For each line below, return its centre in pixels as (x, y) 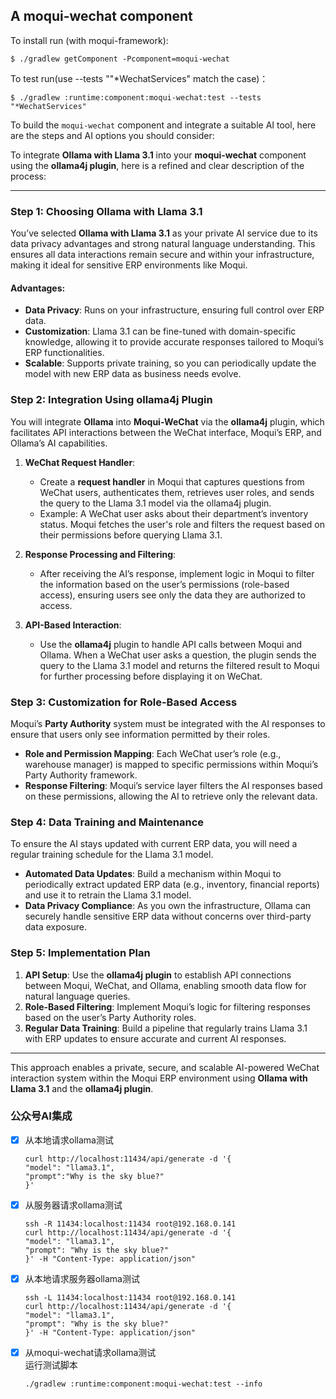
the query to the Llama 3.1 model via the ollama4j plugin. (155, 503)
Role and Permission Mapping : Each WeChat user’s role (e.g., (153, 753)
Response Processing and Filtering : (100, 554)
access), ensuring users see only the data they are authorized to (172, 595)
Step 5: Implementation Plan (80, 953)
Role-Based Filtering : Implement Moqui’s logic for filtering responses (167, 1006)
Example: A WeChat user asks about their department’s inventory (174, 513)
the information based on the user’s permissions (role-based (164, 584)
